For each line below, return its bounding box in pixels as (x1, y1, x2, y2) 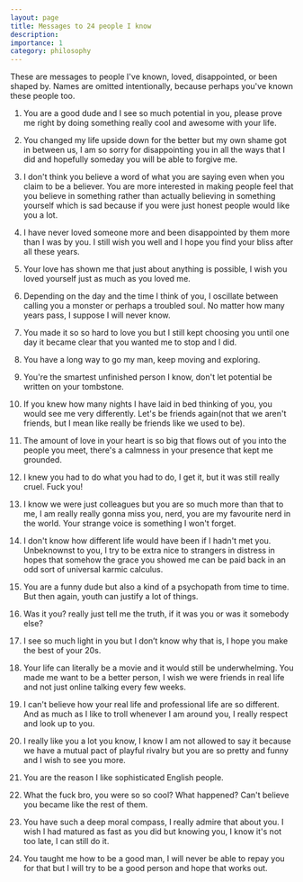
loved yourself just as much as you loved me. (22, 274, 192, 284)
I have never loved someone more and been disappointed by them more (22, 227, 290, 238)
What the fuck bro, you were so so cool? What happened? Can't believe (22, 789, 290, 801)
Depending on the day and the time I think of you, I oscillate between (22, 291, 279, 301)
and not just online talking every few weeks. (22, 681, 187, 693)
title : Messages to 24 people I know (10, 22, 152, 31)
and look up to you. (22, 718, 95, 729)
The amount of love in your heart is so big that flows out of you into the (22, 436, 287, 446)
